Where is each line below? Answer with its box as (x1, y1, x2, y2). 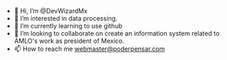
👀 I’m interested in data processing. (13, 14, 118, 23)
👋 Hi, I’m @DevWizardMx (13, 7, 88, 15)
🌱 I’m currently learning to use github (13, 22, 123, 30)
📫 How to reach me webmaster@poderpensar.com (13, 44, 165, 53)
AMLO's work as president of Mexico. (13, 37, 125, 45)
